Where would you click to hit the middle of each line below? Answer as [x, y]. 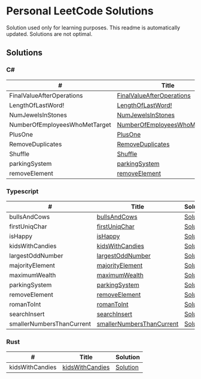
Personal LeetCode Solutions [80, 11]
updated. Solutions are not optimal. [49, 34]
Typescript [22, 191]
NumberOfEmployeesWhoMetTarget [60, 125]
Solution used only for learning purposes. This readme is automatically [93, 28]
